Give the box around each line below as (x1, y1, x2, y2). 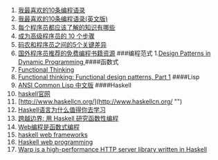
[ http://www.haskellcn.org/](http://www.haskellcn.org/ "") (17, 97, 183, 106)
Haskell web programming (17, 138, 93, 146)
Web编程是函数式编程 (17, 123, 80, 131)
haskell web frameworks (17, 130, 89, 139)
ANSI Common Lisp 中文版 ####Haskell (17, 81, 132, 89)
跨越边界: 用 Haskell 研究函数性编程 (17, 114, 119, 122)
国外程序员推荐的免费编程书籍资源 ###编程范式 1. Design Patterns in (17, 49, 211, 57)
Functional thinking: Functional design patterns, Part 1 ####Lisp (17, 73, 200, 81)
